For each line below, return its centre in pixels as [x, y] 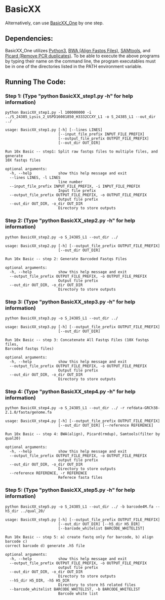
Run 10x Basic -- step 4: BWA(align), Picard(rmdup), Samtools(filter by [83, 434]
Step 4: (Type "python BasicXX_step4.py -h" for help [70, 391]
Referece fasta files [80, 478]
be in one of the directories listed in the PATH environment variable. [74, 66]
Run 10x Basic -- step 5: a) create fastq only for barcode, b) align [79, 537]
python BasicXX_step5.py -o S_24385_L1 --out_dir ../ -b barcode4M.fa [79, 507]
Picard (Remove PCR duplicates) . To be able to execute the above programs [82, 56]
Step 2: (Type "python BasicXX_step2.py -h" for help [70, 221]
